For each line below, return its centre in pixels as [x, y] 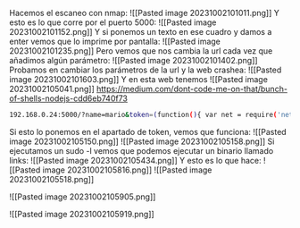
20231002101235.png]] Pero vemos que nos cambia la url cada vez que [141, 51]
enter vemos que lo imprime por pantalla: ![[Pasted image [115, 41]
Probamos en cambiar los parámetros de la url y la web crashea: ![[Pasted [146, 70]
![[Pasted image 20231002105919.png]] [82, 214]
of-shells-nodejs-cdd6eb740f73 [68, 98]
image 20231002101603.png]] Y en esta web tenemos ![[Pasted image [138, 79]
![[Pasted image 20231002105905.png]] [83, 197]
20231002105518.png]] [52, 179]
